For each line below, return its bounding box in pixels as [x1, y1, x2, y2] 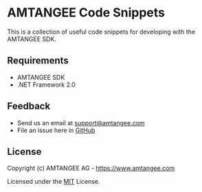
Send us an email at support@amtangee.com [16, 118, 146, 127]
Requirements [7, 55, 69, 67]
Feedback [7, 100, 51, 112]
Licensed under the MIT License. [7, 178, 100, 186]
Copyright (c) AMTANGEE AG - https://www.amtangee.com [7, 164, 175, 173]
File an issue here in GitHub [16, 126, 96, 134]
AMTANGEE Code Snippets [7, 5, 166, 21]
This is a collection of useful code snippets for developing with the [7, 28, 196, 36]
